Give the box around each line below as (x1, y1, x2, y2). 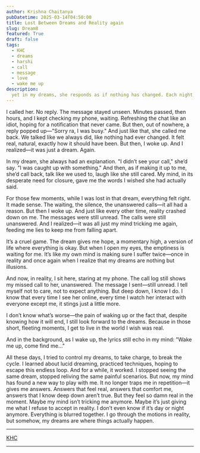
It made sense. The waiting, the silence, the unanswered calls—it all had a (6, 201, 187, 208)
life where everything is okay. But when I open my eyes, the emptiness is (6, 244, 185, 251)
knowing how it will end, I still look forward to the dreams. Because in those (6, 318, 191, 325)
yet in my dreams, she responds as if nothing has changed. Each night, (11, 92, 196, 98)
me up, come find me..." (6, 342, 65, 349)
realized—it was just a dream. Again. (6, 146, 96, 153)
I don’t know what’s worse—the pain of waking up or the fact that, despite (6, 311, 187, 319)
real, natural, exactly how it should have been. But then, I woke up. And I (6, 139, 183, 147)
